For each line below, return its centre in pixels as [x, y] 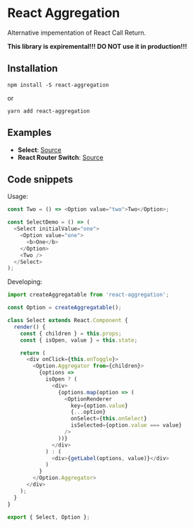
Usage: [18, 197]
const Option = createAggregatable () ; [64, 308]
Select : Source [39, 149]
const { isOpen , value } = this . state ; [79, 340]
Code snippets [40, 179]
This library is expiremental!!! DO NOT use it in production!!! [97, 46]
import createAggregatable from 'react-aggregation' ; [89, 295]
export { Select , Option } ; [49, 517]
